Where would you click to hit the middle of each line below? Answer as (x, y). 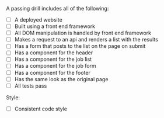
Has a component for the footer (52, 72)
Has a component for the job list (53, 59)
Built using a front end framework (55, 26)
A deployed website (38, 20)
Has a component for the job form (55, 66)
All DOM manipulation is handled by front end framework (83, 33)
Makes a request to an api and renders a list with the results (86, 40)
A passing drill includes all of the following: (57, 8)
